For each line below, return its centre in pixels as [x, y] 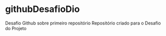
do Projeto [16, 28]
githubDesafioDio [42, 9]
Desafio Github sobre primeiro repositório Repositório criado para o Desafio [83, 23]
